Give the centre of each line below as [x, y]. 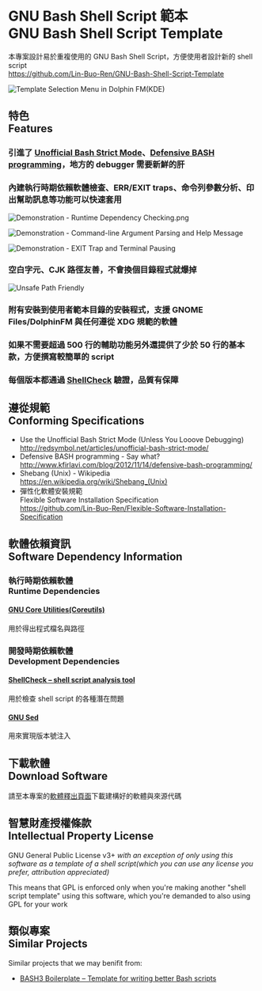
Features [30, 129]
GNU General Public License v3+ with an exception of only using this [121, 855]
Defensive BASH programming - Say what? [90, 456]
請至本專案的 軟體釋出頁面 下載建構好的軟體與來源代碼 [95, 796]
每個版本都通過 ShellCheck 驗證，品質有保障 [93, 380]
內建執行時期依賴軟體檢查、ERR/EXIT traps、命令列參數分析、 [127, 188]
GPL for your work [38, 904]
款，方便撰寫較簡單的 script [61, 357]
